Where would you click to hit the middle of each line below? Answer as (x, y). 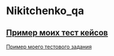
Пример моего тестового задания (49, 47)
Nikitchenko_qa (45, 11)
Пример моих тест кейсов (57, 33)
